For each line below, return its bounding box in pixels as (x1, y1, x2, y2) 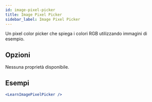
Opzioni (5, 50, 30, 59)
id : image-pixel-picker (5, 7, 56, 13)
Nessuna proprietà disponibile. (5, 64, 69, 70)
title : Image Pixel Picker (5, 12, 62, 17)
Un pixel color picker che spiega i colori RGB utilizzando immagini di (5, 31, 147, 37)
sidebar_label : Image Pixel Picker (5, 17, 81, 22)
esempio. (5, 36, 25, 42)
